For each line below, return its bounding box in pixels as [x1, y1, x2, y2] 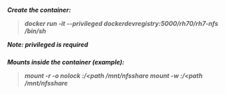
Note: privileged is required [7, 40, 89, 48]
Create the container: [7, 6, 71, 14]
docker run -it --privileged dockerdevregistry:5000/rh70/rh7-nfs [24, 19, 219, 27]
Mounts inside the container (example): [7, 58, 124, 66]
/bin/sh [24, 27, 47, 35]
